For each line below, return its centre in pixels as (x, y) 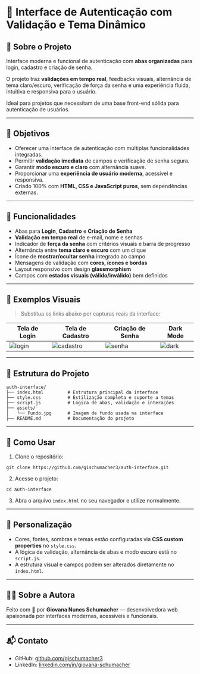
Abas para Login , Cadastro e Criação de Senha (74, 231)
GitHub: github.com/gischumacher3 (59, 658)
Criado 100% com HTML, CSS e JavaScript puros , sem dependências (101, 186)
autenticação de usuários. (38, 109)
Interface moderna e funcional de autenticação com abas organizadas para (99, 61)
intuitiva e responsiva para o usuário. (51, 91)
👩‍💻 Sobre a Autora (41, 595)
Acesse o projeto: (36, 479)
